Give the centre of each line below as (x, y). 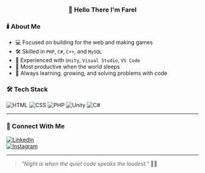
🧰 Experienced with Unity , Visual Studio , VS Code (77, 60)
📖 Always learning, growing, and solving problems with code (91, 73)
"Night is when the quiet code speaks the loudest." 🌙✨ (89, 163)
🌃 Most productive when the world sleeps (67, 67)
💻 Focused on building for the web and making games (84, 43)
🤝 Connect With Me (36, 126)
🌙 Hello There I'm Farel (103, 10)
